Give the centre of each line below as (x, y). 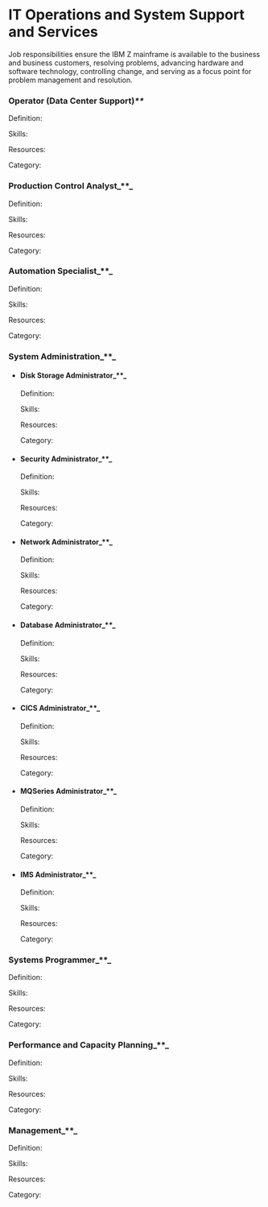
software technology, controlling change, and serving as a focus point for (130, 71)
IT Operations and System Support (127, 15)
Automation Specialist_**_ (61, 271)
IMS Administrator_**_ (58, 874)
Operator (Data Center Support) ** (76, 101)
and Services (54, 32)
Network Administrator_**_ (66, 542)
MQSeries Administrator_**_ (68, 792)
